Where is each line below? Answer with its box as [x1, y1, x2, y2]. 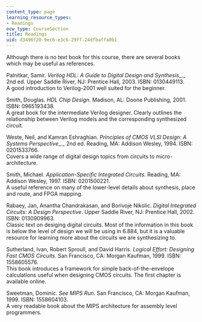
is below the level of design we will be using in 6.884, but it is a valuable [6, 228, 185, 234]
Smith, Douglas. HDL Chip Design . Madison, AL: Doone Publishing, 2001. [6, 96, 187, 103]
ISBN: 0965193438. [6, 103, 55, 109]
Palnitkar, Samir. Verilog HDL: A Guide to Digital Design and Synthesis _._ [6, 72, 186, 79]
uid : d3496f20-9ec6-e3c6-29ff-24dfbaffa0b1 [6, 37, 118, 43]
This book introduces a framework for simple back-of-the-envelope [6, 265, 175, 272]
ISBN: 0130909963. [6, 215, 55, 222]
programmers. [6, 309, 42, 316]
